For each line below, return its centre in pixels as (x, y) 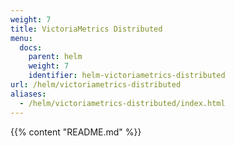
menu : (21, 38)
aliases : (28, 94)
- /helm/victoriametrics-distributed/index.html (122, 103)
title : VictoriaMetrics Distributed (86, 29)
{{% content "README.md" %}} (76, 132)
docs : (31, 47)
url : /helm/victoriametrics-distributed (96, 85)
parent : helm (55, 57)
